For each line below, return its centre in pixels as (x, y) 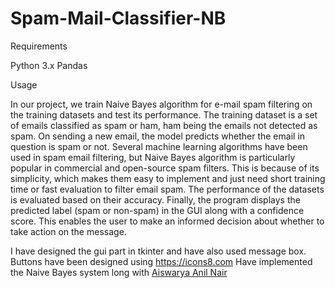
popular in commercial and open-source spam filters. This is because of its (165, 168)
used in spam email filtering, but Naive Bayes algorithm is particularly (153, 157)
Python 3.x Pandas (49, 65)
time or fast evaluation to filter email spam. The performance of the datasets (167, 189)
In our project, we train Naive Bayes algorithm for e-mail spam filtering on (161, 104)
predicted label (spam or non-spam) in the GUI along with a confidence (157, 210)
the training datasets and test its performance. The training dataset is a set (164, 114)
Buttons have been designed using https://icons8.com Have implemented (161, 261)
